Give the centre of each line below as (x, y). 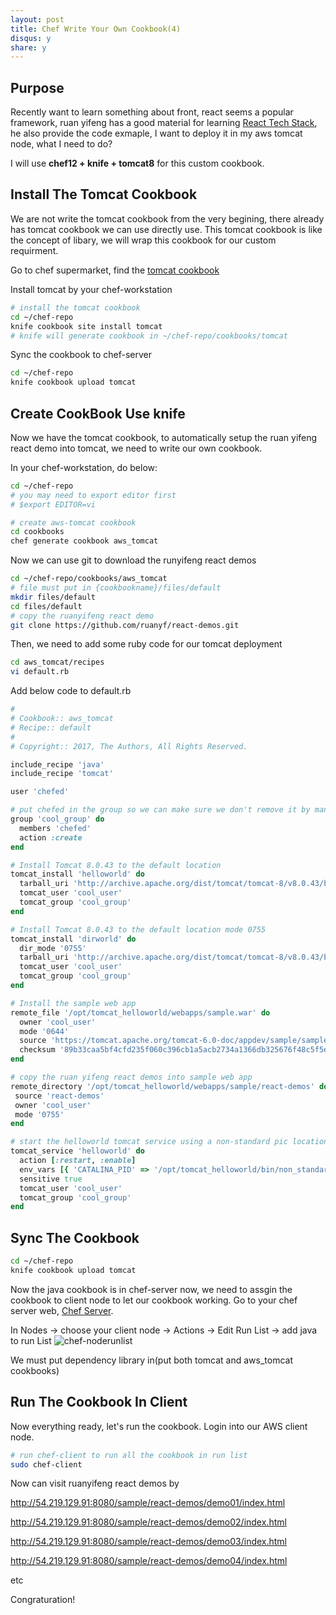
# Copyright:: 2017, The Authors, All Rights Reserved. (129, 746)
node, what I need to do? (61, 144)
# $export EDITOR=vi (53, 504)
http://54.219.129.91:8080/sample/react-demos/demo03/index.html (149, 1542)
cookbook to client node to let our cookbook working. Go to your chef (154, 1300)
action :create (51, 837)
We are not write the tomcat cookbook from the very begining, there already (167, 218)
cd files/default (46, 606)
